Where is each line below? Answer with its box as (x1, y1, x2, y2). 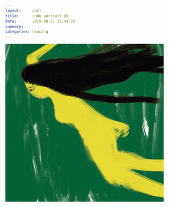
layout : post (5, 8, 42, 13)
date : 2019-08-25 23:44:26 (5, 19, 75, 24)
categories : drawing (5, 29, 49, 35)
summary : (5, 24, 24, 29)
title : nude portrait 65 (5, 13, 69, 19)
